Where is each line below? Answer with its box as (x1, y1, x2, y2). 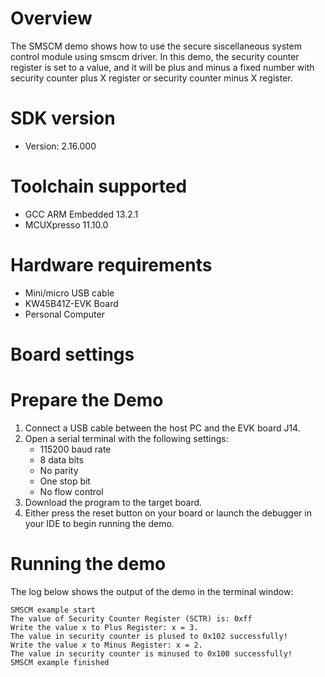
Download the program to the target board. (24, 496, 203, 508)
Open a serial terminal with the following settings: (24, 432, 229, 444)
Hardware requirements (10, 254, 213, 276)
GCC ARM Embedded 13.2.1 (24, 208, 139, 220)
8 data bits (39, 453, 84, 466)
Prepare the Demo (10, 389, 164, 412)
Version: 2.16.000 (24, 140, 97, 152)
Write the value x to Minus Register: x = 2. (10, 640, 203, 650)
